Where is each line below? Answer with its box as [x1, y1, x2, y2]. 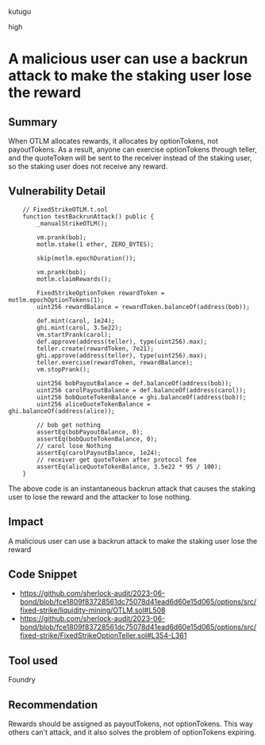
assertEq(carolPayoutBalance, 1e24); [36, 449, 161, 457]
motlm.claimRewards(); [36, 275, 112, 283]
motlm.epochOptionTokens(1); [8, 295, 105, 304]
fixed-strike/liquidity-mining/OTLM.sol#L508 [19, 605, 166, 615]
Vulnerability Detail [8, 184, 106, 198]
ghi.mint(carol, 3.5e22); [36, 323, 123, 332]
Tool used [8, 654, 58, 667]
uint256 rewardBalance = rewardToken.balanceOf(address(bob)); [36, 303, 250, 311]
